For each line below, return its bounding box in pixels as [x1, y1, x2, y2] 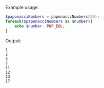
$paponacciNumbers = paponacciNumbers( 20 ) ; [5, 14, 100, 19]
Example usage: [5, 5, 39, 10]
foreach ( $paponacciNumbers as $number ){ [5, 19, 93, 24]
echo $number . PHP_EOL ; [14, 23, 66, 28]
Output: [5, 38, 22, 44]
